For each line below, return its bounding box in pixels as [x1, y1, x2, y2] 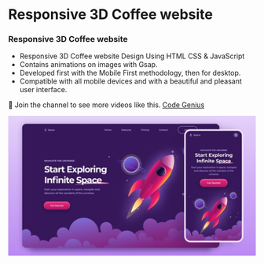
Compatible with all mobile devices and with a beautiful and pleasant [19, 76, 242, 86]
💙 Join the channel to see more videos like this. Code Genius [8, 100, 205, 110]
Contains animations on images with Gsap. [19, 60, 158, 69]
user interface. [19, 85, 68, 95]
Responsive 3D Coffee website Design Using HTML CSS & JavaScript [19, 51, 245, 61]
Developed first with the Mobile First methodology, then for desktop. [19, 69, 241, 78]
